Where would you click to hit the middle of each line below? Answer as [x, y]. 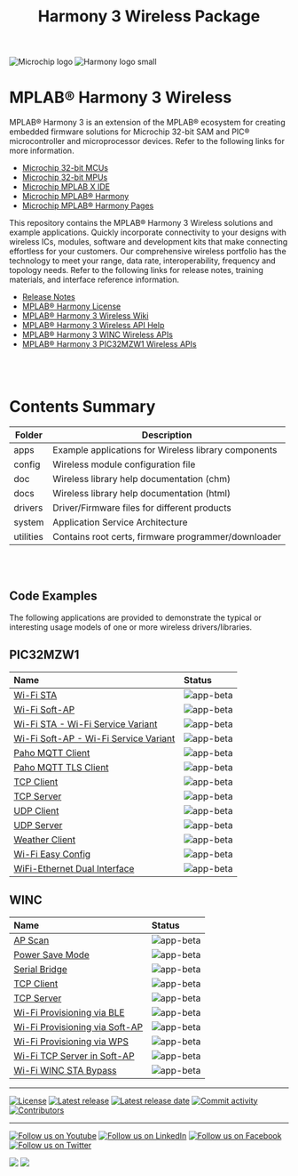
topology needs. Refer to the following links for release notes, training [137, 270]
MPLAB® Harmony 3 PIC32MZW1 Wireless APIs [109, 344]
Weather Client [45, 840]
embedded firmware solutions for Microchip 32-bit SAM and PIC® [129, 132]
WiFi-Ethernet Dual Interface [74, 868]
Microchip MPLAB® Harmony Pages [88, 205]
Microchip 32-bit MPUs [65, 177]
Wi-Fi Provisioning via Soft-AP [78, 1027]
